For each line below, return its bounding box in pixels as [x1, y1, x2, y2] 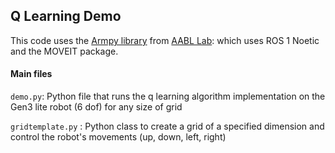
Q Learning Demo [10, 8, 122, 25]
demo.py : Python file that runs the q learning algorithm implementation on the [10, 90, 326, 103]
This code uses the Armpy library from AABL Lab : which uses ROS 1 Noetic [10, 34, 320, 46]
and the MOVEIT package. [10, 45, 119, 57]
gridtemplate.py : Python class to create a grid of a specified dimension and [10, 120, 325, 133]
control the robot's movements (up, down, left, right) [10, 131, 227, 143]
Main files [10, 68, 53, 80]
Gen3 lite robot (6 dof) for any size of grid [10, 101, 183, 113]
